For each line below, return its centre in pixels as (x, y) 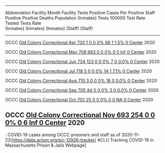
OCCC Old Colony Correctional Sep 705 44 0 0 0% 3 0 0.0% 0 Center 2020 (82, 90)
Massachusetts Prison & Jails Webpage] (46, 145)
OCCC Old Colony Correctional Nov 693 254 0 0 (80, 115)
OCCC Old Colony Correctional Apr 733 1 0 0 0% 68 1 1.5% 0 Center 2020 (80, 43)
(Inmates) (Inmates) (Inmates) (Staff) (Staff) (49, 28)
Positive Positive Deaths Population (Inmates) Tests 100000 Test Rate (75, 18)
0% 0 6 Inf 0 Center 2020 (45, 123)
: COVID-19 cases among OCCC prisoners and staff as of (63, 135)
